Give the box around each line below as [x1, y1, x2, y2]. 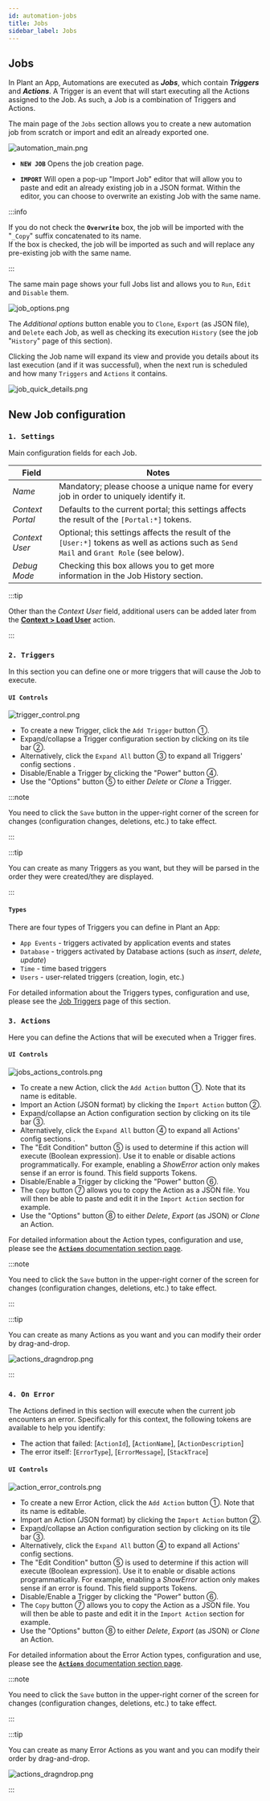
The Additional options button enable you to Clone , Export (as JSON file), [8, 319, 250, 329]
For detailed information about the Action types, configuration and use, [8, 1235, 243, 1245]
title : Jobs [8, 19, 48, 27]
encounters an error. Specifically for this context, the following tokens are [8, 1414, 252, 1424]
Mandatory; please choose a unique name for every [59, 480, 254, 491]
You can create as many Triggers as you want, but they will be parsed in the [8, 864, 260, 873]
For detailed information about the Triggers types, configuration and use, [8, 987, 250, 997]
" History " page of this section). [8, 336, 112, 346]
